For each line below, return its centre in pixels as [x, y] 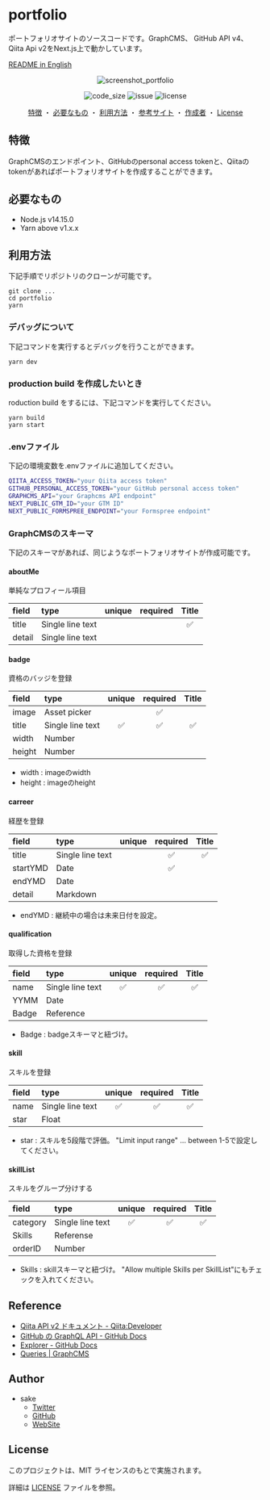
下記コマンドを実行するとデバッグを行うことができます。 [104, 346]
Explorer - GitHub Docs [59, 1345]
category [29, 1222]
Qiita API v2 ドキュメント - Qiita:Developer [91, 1326]
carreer [21, 802]
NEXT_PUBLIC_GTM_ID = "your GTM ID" [66, 503]
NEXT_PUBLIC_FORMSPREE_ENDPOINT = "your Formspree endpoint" [110, 511]
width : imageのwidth [55, 773]
